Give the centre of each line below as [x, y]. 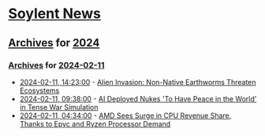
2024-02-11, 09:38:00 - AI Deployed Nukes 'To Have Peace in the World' [138, 98]
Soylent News [54, 14]
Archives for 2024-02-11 [56, 65]
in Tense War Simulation [59, 107]
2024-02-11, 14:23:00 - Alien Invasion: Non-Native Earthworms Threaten [138, 82]
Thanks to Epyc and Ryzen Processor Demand [95, 123]
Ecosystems [39, 90]
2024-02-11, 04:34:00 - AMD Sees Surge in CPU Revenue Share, [125, 116]
